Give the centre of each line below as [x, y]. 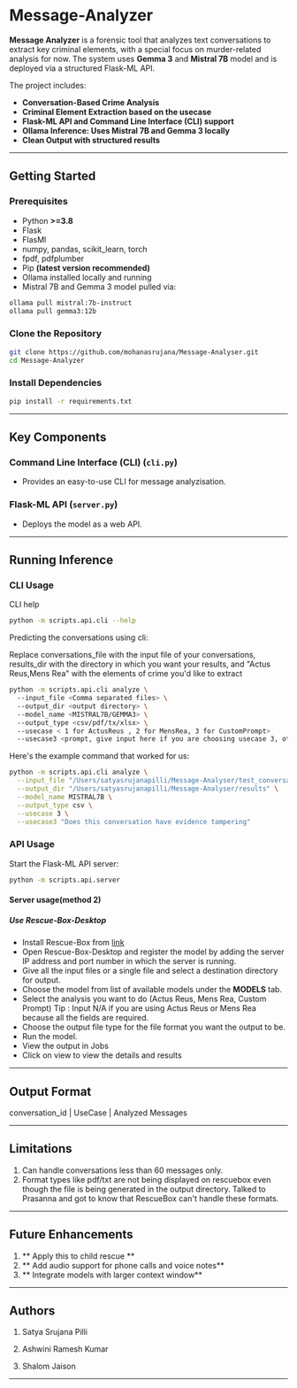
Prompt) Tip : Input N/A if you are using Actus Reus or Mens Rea [139, 1008]
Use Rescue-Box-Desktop [58, 920]
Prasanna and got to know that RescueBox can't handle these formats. [150, 1198]
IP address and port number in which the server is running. [129, 961]
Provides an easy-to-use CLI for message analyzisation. [124, 482]
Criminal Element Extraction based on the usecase [117, 112]
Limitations [41, 1149]
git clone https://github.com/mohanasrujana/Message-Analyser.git [134, 352]
